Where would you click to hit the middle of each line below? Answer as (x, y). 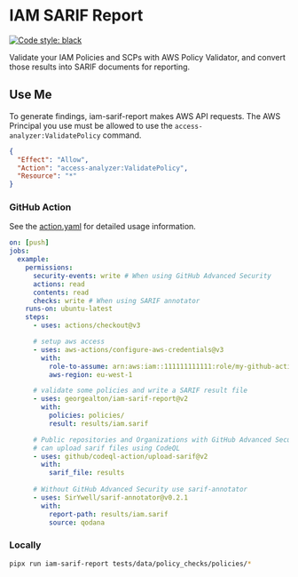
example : (33, 260)
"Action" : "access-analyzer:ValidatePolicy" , (103, 168)
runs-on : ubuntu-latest (69, 309)
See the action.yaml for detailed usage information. (103, 227)
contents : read (61, 293)
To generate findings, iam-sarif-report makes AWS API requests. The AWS (145, 116)
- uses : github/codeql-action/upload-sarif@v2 (120, 456)
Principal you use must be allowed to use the (91, 125)
